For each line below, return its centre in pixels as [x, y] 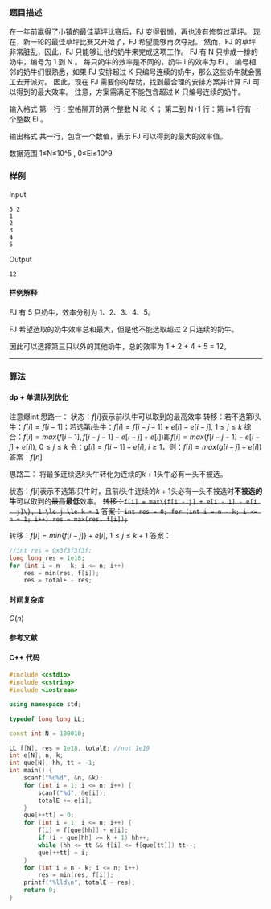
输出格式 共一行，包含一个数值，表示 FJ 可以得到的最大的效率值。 [118, 136]
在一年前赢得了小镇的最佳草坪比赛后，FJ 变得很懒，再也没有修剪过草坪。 [130, 32]
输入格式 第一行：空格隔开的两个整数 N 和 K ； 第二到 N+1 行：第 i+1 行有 [130, 109]
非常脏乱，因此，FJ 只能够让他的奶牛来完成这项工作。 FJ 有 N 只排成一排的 [133, 52]
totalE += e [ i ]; [65, 800]
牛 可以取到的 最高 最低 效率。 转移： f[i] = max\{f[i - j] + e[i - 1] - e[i [133, 501]
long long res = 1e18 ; [47, 558]
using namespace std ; [45, 704]
